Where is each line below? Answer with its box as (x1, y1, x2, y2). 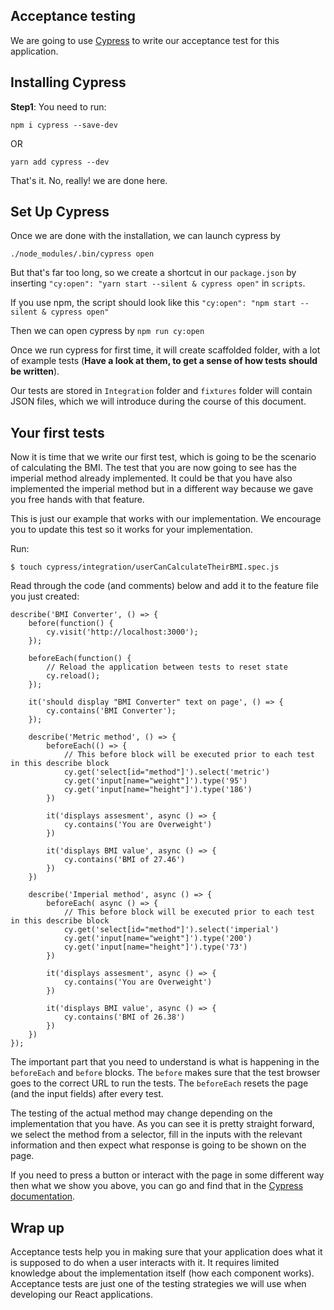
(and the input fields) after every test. (10, 1088, 164, 1100)
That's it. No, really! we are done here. (10, 174, 168, 186)
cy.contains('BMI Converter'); (46, 706, 177, 716)
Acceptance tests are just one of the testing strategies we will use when (10, 1278, 307, 1290)
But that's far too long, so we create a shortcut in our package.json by (10, 267, 297, 279)
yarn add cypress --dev (10, 157, 110, 167)
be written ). (10, 365, 60, 378)
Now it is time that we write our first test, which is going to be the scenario (10, 451, 317, 463)
